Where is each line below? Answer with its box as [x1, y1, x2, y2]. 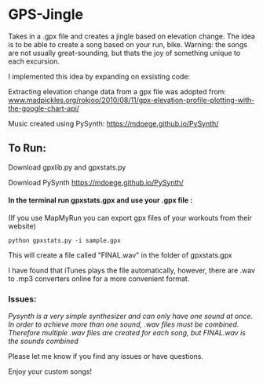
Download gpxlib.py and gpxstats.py [8, 163, 126, 172]
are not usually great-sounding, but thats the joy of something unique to [8, 48, 241, 57]
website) [8, 221, 37, 231]
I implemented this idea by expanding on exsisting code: [8, 71, 191, 81]
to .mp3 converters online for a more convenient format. [8, 273, 190, 283]
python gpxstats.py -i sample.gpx [8, 236, 122, 244]
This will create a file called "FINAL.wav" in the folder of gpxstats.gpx [8, 250, 233, 260]
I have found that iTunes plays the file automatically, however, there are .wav [8, 265, 256, 275]
